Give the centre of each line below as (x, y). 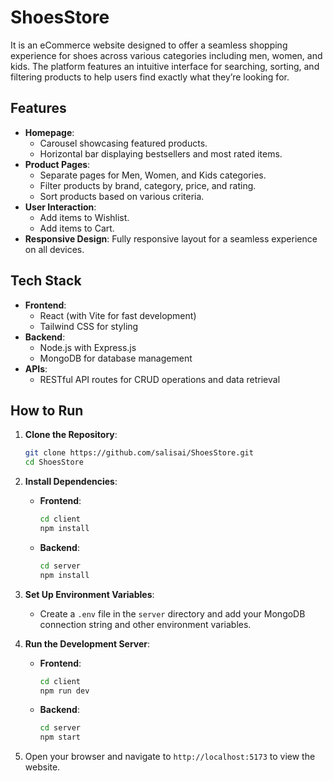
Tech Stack (46, 281)
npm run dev (64, 691)
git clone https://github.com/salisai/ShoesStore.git (139, 453)
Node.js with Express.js (88, 347)
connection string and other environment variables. (145, 624)
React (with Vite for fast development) (118, 315)
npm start (60, 737)
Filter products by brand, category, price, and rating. (148, 185)
